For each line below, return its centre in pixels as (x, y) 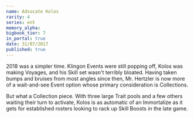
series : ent (21, 22)
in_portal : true (26, 39)
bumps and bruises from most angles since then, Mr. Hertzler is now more (96, 78)
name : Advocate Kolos (33, 11)
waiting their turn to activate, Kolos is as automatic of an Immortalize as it (94, 102)
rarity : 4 (18, 17)
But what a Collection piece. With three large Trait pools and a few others (94, 96)
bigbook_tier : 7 (26, 33)
